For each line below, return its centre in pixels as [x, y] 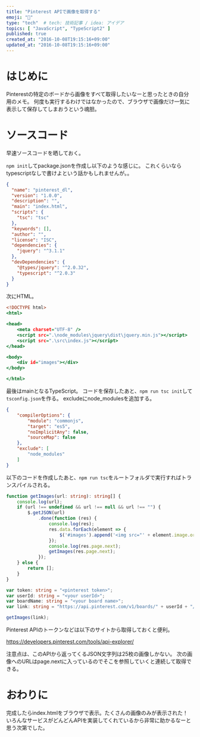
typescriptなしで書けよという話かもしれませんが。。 [69, 173]
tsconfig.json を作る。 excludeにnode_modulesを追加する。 [81, 398]
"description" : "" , [36, 201]
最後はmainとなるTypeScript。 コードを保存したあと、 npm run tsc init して [99, 391]
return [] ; [41, 568]
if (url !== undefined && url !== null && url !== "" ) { [89, 507]
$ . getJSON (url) [46, 513]
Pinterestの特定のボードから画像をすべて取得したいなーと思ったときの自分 [98, 94]
